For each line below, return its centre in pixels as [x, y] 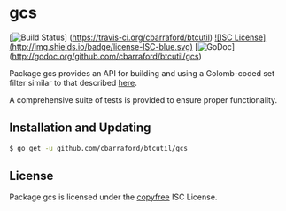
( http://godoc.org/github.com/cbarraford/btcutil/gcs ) [105, 56]
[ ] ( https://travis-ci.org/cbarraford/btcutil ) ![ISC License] [138, 37]
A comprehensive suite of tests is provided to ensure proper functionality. [143, 99]
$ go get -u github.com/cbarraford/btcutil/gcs [99, 148]
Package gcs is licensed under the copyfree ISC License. [113, 197]
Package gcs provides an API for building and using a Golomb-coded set [142, 73]
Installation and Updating [80, 128]
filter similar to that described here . [73, 82]
